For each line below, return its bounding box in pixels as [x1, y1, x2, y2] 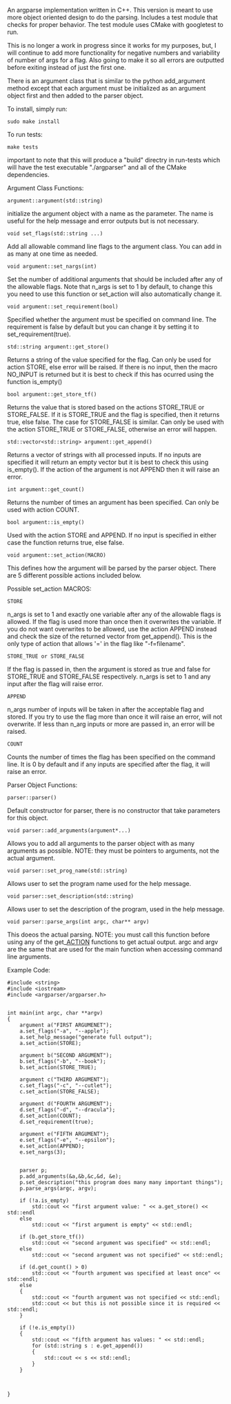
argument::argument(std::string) [7, 197, 103, 204]
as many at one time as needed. [7, 250, 98, 258]
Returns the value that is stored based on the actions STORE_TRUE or [7, 403, 205, 411]
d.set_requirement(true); [19, 1118, 94, 1125]
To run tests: [7, 131, 43, 138]
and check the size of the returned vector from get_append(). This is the [7, 632, 212, 640]
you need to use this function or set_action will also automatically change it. [7, 290, 222, 298]
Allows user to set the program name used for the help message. [7, 880, 192, 887]
